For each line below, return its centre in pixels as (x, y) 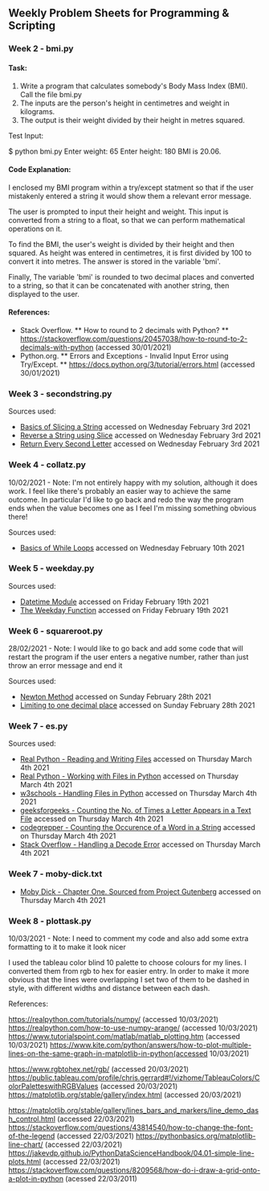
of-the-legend (32, 1136)
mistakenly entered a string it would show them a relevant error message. (130, 195)
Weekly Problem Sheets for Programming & (119, 13)
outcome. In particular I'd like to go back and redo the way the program (126, 499)
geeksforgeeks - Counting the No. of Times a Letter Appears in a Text (135, 811)
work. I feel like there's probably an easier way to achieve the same (120, 491)
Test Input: (26, 135)
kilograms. (37, 111)
